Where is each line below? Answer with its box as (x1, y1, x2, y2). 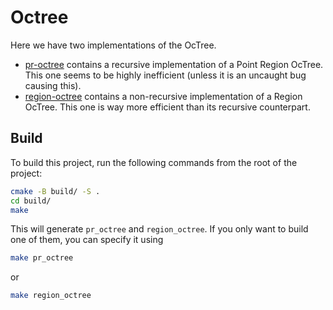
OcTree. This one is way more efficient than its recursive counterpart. (24, 101, 311, 113)
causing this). (24, 79, 82, 91)
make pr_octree (10, 253, 74, 263)
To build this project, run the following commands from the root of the (10, 156, 298, 168)
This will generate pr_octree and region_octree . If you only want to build (10, 223, 309, 235)
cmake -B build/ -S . (10, 186, 101, 196)
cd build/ (10, 196, 52, 206)
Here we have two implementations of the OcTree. (10, 39, 217, 51)
